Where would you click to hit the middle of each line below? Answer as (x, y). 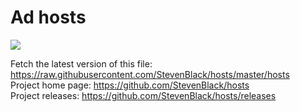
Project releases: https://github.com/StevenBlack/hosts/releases (143, 95)
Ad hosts (48, 17)
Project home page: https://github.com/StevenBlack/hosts (130, 85)
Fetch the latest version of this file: (81, 63)
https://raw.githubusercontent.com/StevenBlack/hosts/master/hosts (150, 74)
